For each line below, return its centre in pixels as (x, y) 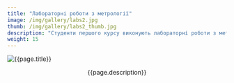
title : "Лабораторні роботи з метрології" (70, 13)
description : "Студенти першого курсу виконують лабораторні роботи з (112, 33)
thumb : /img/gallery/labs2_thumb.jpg (62, 26)
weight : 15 (23, 39)
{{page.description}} (117, 73)
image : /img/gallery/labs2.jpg (53, 20)
